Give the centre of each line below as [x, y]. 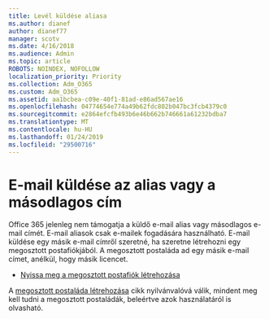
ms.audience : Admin [41, 54]
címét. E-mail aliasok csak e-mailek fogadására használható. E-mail [137, 234]
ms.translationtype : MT [49, 122]
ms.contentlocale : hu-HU [50, 129]
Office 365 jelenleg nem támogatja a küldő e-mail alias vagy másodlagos [130, 225]
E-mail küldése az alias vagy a [112, 185]
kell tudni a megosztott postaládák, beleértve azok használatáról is [120, 299]
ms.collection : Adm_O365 [50, 84]
